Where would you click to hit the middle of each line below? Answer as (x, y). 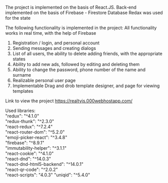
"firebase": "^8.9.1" (25, 143)
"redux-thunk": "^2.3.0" (30, 121)
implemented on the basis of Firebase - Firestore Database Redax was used (84, 13)
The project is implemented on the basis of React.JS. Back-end (71, 7)
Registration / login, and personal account (56, 43)
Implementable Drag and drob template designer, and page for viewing (86, 86)
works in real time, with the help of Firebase (51, 33)
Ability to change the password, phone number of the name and (79, 70)
